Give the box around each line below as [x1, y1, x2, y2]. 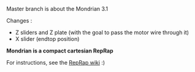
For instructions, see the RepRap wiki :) [6, 59, 105, 66]
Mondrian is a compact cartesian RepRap [6, 47, 113, 54]
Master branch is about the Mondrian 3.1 [6, 5, 109, 12]
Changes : [6, 17, 32, 24]
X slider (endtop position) [15, 35, 80, 42]
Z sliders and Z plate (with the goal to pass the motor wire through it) [15, 29, 189, 36]
